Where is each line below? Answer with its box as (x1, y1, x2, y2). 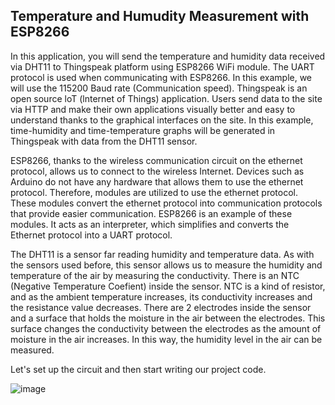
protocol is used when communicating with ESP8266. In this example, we (10, 71, 313, 83)
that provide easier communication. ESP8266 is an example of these (10, 207, 293, 219)
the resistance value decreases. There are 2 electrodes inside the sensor (10, 301, 312, 313)
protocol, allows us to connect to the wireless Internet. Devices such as (10, 165, 305, 177)
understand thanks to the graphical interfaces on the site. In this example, (10, 114, 314, 126)
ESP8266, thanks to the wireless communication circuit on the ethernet (10, 154, 303, 166)
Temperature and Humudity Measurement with (10, 8, 310, 25)
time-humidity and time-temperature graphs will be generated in (10, 124, 276, 136)
